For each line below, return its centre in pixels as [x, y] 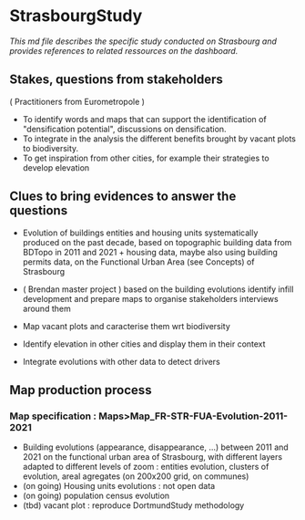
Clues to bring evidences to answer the [123, 197]
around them [46, 308]
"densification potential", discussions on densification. [124, 129]
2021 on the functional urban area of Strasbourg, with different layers [152, 457]
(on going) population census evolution [96, 496]
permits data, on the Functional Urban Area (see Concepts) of [138, 262]
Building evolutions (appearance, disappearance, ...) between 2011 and [155, 447]
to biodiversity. [51, 148]
